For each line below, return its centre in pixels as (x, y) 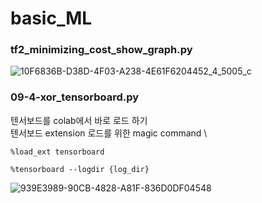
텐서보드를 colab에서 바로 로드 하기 (79, 120)
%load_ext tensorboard (57, 152)
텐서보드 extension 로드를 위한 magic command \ (109, 133)
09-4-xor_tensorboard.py (75, 97)
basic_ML (51, 18)
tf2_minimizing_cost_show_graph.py (101, 50)
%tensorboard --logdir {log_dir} (80, 169)
